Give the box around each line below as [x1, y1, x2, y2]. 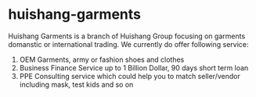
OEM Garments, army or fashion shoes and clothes [19, 55, 185, 64]
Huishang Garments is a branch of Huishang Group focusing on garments [8, 31, 246, 41]
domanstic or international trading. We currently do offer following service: [8, 39, 249, 48]
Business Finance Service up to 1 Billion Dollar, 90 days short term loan [19, 63, 249, 72]
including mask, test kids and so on [19, 80, 134, 89]
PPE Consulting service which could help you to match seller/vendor [19, 71, 240, 81]
